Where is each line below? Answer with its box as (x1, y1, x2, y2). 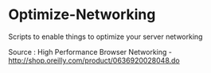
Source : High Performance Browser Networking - (8, 47, 173, 56)
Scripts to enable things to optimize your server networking (8, 32, 203, 41)
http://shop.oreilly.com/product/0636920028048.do (8, 56, 181, 65)
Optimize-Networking (8, 6, 156, 24)
